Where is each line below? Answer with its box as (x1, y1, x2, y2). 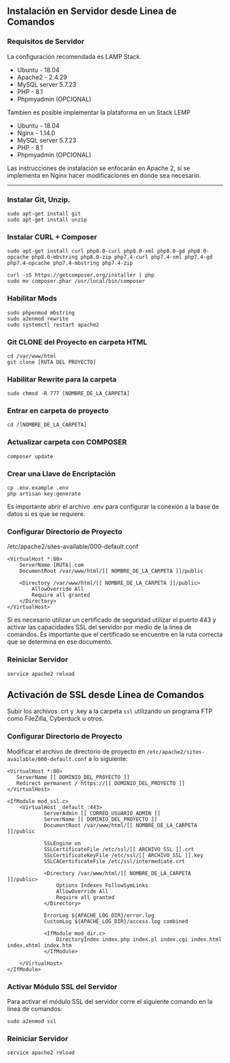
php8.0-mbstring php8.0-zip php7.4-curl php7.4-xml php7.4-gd (31, 254, 213, 261)
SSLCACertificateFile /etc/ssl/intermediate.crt (43, 858, 186, 865)
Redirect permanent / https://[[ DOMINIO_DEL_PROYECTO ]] (16, 780, 186, 786)
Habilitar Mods (7, 294, 57, 303)
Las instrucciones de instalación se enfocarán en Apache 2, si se (7, 164, 190, 172)
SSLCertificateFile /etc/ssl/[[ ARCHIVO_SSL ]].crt (43, 845, 194, 853)
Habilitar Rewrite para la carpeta (7, 374, 117, 384)
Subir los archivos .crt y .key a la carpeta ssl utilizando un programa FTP (7, 707, 213, 716)
